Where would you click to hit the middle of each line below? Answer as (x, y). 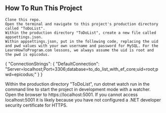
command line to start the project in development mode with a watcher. (78, 89)
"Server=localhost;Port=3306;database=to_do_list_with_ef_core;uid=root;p (82, 69)
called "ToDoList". (25, 28)
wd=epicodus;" (21, 74)
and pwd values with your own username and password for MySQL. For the (82, 46)
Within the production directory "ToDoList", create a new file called (81, 33)
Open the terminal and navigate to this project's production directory (82, 24)
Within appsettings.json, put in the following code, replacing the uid (82, 41)
